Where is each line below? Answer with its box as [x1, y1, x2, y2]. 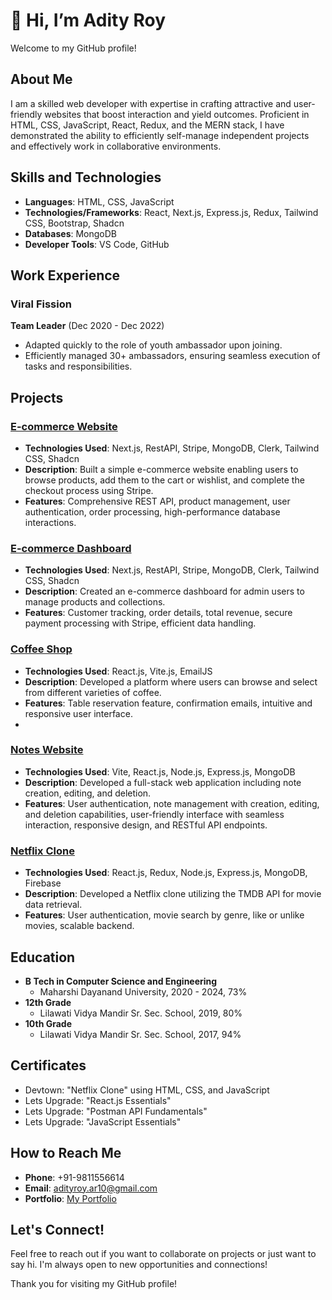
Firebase [24, 877, 62, 889]
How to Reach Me [10, 1145, 122, 1162]
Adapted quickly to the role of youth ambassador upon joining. [24, 339, 283, 351]
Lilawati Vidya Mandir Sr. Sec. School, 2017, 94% [39, 1028, 242, 1040]
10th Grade [24, 1017, 73, 1029]
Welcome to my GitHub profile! [10, 42, 137, 54]
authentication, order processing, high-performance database [24, 505, 281, 518]
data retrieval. [24, 899, 83, 911]
